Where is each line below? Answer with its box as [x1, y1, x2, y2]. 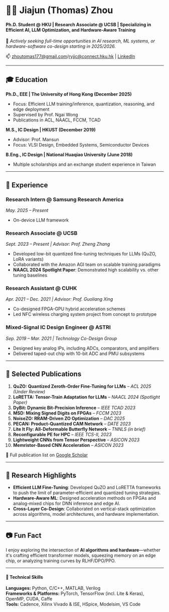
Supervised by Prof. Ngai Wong [13, 112, 78, 118]
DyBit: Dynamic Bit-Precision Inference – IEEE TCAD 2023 [13, 404, 136, 411]
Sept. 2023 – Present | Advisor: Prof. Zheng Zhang [6, 241, 110, 247]
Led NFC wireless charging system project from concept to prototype [13, 311, 157, 317]
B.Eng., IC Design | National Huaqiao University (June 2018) [6, 152, 133, 158]
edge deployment [13, 106, 50, 112]
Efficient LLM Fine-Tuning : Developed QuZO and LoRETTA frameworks [13, 485, 161, 491]
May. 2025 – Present [6, 207, 49, 213]
